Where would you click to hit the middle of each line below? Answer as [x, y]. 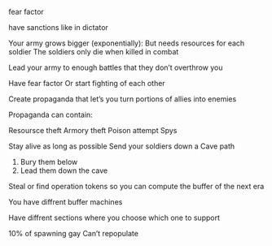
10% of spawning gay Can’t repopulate [73, 233]
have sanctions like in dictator [58, 27]
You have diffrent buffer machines [66, 202]
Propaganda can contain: [51, 114]
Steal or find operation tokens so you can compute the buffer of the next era [136, 186]
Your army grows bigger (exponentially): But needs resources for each [127, 43]
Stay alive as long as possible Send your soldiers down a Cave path [122, 146]
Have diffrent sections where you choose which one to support [114, 218]
